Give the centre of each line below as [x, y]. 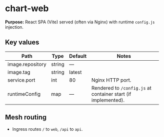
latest [75, 72]
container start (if [111, 94]
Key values [22, 43]
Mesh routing [26, 117]
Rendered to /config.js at [121, 88]
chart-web [27, 9]
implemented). [108, 100]
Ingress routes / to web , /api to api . [47, 129]
